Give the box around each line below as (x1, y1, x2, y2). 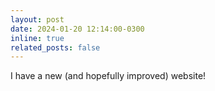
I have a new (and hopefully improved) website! (10, 70, 207, 82)
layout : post (10, 14, 65, 25)
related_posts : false (10, 42, 101, 53)
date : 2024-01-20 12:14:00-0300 (10, 24, 145, 34)
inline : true (10, 33, 65, 43)
